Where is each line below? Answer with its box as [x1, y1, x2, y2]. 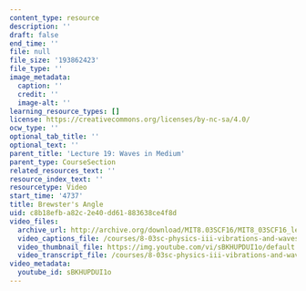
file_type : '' [9, 65, 64, 74]
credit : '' [17, 89, 59, 99]
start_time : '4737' [9, 192, 84, 201]
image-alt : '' [17, 98, 71, 108]
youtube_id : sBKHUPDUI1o [17, 268, 112, 277]
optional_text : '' [9, 140, 79, 150]
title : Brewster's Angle [9, 200, 104, 210]
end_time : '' [9, 38, 59, 48]
